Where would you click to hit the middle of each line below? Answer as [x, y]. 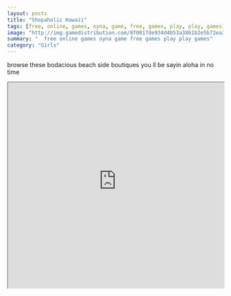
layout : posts [27, 13]
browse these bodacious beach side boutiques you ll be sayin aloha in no [111, 65]
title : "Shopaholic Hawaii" [47, 20]
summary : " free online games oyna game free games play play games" [110, 39]
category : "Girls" [33, 45]
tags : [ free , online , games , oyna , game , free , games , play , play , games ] [116, 26]
